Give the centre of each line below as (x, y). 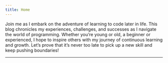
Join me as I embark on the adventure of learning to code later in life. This (81, 24)
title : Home (17, 10)
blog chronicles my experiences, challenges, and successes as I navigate (81, 29)
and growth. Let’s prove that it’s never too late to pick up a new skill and (79, 45)
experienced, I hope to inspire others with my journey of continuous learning (84, 40)
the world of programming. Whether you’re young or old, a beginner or (78, 34)
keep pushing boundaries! (32, 50)
